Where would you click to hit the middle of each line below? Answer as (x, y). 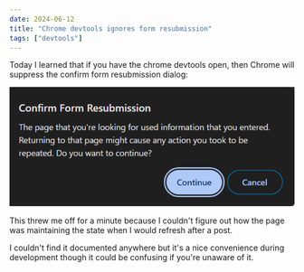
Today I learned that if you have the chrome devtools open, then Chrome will (152, 65)
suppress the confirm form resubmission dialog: (99, 75)
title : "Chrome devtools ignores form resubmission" (111, 28)
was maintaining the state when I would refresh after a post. (121, 230)
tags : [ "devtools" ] (46, 38)
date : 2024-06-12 (42, 19)
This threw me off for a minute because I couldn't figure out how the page (147, 220)
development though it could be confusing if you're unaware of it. (132, 257)
